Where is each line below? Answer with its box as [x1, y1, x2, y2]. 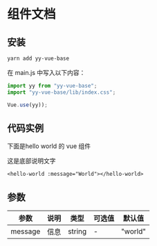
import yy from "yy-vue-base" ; [7, 82, 98, 89]
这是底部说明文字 [7, 157, 56, 165]
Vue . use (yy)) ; [7, 101, 48, 108]
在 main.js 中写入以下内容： [7, 68, 86, 76]
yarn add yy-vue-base [7, 55, 70, 62]
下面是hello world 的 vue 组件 [7, 142, 91, 150]
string [68, 227, 87, 236]
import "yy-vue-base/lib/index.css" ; [7, 88, 116, 96]
